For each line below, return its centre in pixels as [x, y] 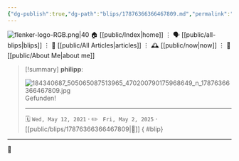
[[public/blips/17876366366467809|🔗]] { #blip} [94, 129]
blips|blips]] [25, 45]
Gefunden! [41, 98]
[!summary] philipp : [54, 69]
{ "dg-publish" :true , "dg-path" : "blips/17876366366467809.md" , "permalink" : [119, 14]
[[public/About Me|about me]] [51, 55]
